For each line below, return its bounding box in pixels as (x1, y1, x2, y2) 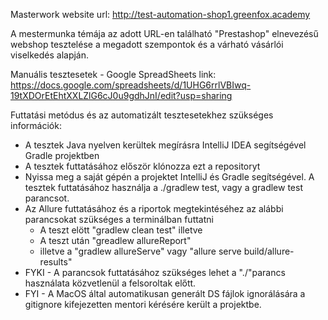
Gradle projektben (24, 150, 100, 161)
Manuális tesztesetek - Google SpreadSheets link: (10, 69, 217, 80)
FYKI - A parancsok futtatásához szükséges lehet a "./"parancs (24, 267, 286, 278)
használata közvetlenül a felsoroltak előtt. (24, 277, 197, 289)
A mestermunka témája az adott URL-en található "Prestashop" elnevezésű (10, 28, 319, 39)
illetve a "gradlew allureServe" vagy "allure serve (39, 245, 242, 257)
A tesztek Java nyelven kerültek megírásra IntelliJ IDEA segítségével (24, 139, 307, 151)
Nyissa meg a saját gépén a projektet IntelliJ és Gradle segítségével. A (24, 171, 315, 183)
